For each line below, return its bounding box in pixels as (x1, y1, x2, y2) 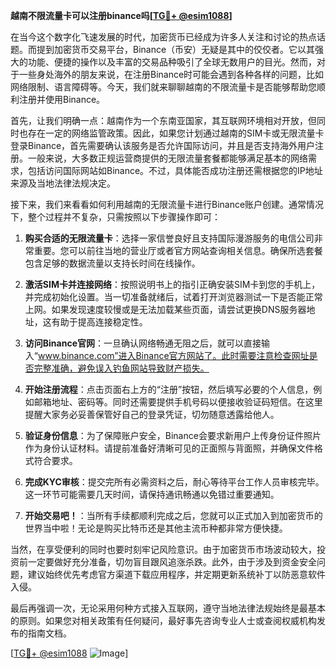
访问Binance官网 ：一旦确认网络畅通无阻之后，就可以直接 (24, 337, 262, 349)
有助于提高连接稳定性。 (51, 316, 148, 328)
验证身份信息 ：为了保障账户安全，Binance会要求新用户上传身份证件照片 (24, 430, 322, 441)
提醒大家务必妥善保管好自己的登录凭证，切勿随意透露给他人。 (24, 409, 280, 420)
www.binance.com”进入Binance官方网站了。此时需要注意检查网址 (37, 350, 310, 361)
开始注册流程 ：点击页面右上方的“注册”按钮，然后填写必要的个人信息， (24, 384, 314, 395)
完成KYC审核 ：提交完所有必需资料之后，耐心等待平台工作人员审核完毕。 (24, 476, 325, 488)
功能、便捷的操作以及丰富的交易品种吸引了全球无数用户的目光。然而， (27, 56, 317, 68)
